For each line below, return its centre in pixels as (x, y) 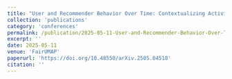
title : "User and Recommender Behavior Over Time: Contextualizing (106, 13)
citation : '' (26, 65)
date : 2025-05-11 (32, 45)
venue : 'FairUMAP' (33, 52)
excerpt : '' (24, 39)
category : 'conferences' (43, 26)
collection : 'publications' (48, 20)
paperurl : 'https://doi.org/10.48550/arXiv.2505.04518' (89, 58)
